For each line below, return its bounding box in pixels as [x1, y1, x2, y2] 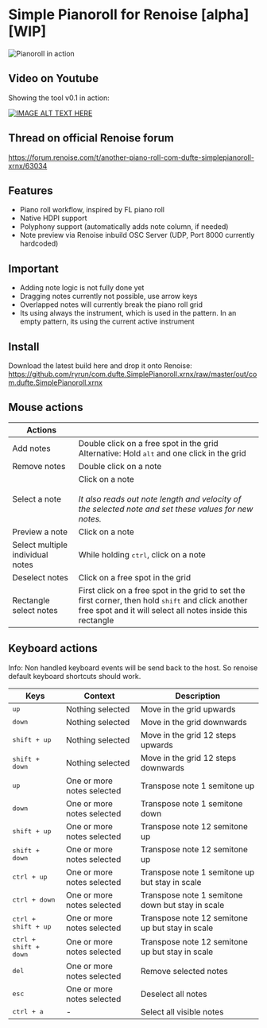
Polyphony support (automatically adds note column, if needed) [19, 222, 229, 231]
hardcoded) [19, 239, 59, 248]
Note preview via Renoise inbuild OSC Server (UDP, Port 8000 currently [19, 231, 255, 240]
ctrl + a [12, 1007, 44, 1016]
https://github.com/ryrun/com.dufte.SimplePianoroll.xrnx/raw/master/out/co [8, 370, 257, 378]
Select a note [12, 493, 62, 504]
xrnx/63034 [8, 161, 48, 170]
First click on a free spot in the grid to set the [78, 584, 246, 595]
